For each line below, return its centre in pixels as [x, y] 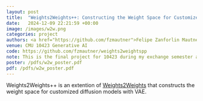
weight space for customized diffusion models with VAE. [76, 92]
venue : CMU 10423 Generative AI [47, 46]
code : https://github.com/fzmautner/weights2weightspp [77, 51]
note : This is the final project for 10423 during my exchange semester [100, 57]
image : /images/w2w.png [36, 29]
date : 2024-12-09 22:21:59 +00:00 [52, 23]
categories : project [32, 34]
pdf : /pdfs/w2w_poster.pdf [40, 68]
